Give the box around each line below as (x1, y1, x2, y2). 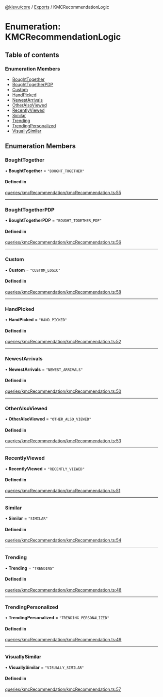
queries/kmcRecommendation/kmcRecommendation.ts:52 (5, 339, 121, 345)
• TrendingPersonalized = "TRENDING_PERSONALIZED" (5, 615, 110, 621)
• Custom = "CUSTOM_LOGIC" (5, 267, 61, 273)
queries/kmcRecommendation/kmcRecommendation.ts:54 (5, 537, 122, 543)
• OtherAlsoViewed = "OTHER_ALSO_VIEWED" (5, 416, 92, 422)
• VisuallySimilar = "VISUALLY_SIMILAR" (5, 664, 84, 670)
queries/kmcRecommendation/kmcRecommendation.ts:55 (5, 190, 121, 195)
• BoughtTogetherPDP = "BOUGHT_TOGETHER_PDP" (5, 217, 102, 223)
